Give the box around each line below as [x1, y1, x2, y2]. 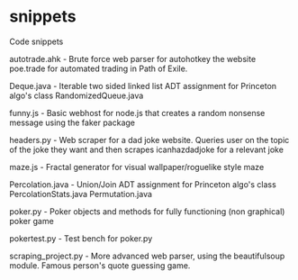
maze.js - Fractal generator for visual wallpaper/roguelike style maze [9, 161, 265, 172]
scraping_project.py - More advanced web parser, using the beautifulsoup [9, 250, 285, 261]
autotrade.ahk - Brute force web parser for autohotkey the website [9, 53, 257, 64]
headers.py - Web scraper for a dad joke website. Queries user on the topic [9, 134, 290, 145]
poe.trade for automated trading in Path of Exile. [9, 63, 188, 74]
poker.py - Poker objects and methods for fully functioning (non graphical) [9, 205, 285, 217]
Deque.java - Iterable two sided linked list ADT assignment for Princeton [9, 80, 277, 91]
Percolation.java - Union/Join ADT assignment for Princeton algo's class [9, 178, 276, 190]
